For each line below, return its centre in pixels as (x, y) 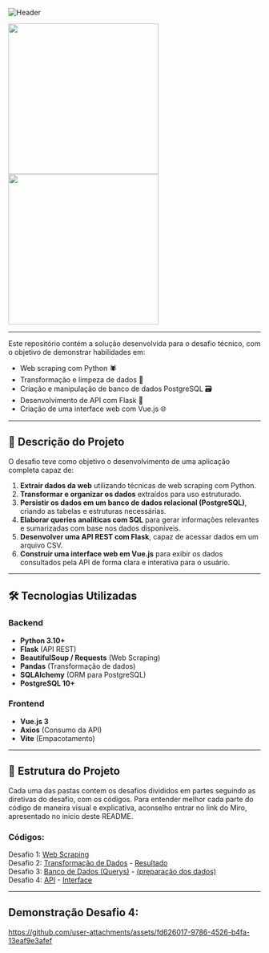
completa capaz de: (41, 470)
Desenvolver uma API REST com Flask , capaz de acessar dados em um (139, 536)
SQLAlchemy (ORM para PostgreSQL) (83, 674)
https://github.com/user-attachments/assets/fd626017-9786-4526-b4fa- (129, 932)
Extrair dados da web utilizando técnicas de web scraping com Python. (138, 485)
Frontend (26, 704)
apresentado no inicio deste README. (71, 816)
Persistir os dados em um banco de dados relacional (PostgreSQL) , (133, 503)
